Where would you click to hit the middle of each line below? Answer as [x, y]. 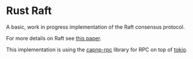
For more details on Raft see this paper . [54, 38]
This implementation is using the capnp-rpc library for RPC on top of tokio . [97, 49]
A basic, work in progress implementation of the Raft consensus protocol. [95, 27]
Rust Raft [29, 11]
